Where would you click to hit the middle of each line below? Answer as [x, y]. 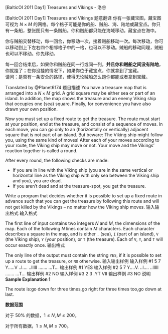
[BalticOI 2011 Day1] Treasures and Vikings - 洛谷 [56, 7]
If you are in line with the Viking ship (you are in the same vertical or [82, 170]
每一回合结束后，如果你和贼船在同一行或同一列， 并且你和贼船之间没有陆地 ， [84, 64]
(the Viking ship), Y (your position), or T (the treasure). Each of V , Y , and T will [84, 239]
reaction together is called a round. [41, 151]
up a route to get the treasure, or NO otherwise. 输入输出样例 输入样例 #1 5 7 [83, 261]
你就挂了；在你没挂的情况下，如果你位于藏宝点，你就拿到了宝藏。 [73, 71]
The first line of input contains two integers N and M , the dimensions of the [83, 223]
